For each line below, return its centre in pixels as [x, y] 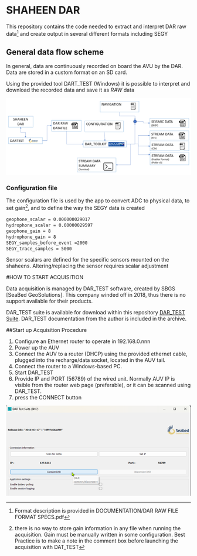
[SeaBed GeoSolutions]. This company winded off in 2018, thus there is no [96, 294]
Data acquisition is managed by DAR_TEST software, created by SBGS [91, 289]
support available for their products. [49, 301]
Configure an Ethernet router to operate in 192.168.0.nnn [82, 341]
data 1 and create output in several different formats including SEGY [87, 33]
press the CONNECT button [48, 397]
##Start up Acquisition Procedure [46, 330]
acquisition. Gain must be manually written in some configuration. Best [100, 535]
